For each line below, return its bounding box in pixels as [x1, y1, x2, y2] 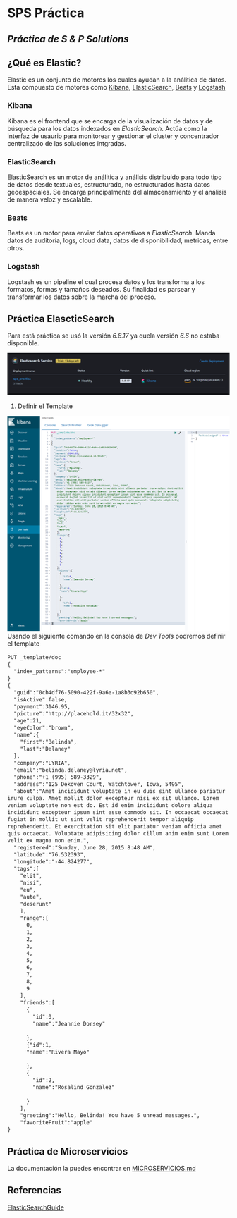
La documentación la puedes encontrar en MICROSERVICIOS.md [7, 1164, 196, 1172]
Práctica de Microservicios [7, 1145, 128, 1157]
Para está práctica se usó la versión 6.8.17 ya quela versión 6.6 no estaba [7, 331, 220, 340]
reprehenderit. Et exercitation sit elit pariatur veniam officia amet [7, 823, 222, 830]
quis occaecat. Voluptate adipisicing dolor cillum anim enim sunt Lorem [7, 830, 229, 837]
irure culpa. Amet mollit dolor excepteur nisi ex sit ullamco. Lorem [7, 795, 219, 802]
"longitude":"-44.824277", [13, 859, 93, 866]
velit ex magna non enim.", [7, 837, 90, 844]
